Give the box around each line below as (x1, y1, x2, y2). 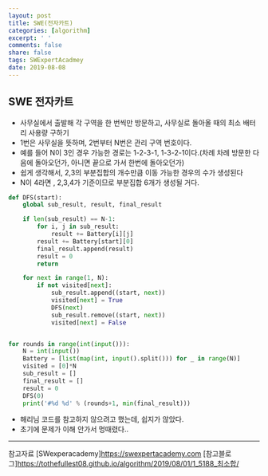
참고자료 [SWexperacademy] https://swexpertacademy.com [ (8, 449, 206, 458)
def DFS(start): (8, 193, 62, 202)
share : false (8, 49, 52, 57)
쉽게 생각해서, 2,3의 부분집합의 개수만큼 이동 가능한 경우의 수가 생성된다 (19, 167, 243, 177)
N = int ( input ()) (22, 348, 81, 356)
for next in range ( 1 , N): (22, 274, 109, 282)
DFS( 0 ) (22, 391, 45, 399)
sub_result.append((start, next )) (50, 289, 166, 297)
